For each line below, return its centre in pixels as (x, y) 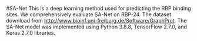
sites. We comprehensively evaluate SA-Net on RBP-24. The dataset (89, 14)
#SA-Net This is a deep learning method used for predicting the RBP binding (98, 8)
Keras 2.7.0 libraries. (31, 33)
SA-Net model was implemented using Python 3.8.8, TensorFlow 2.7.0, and (96, 27)
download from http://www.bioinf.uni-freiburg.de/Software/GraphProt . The (96, 20)
